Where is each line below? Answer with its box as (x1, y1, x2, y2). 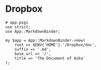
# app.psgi (5, 20, 29, 25)
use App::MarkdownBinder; (5, 29, 60, 34)
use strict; (5, 24, 31, 30)
